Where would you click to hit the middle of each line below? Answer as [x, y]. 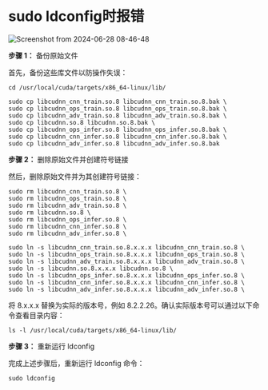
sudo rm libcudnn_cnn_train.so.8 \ [68, 191]
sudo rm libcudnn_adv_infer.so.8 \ [68, 233]
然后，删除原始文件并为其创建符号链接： [75, 176]
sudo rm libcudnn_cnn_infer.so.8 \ [68, 226]
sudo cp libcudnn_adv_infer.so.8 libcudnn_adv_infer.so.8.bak [114, 143]
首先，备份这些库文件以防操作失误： [68, 72]
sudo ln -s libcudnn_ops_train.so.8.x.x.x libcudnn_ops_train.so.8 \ [127, 254]
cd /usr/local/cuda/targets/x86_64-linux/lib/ [87, 88]
